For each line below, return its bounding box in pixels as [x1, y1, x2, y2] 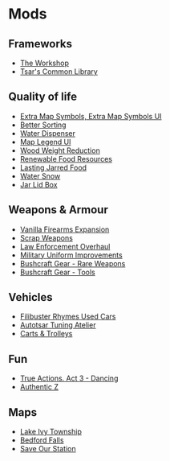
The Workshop [19, 58, 70, 68]
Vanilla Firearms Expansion [19, 224, 110, 234]
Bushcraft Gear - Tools [19, 267, 95, 277]
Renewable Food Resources [19, 154, 112, 163]
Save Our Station [19, 444, 76, 454]
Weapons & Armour [8, 203, 108, 217]
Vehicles [8, 290, 53, 304]
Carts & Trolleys [19, 329, 73, 339]
